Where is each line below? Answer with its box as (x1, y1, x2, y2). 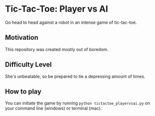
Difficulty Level (5, 61, 52, 69)
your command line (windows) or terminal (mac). (5, 105, 102, 111)
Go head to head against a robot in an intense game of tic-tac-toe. (5, 19, 137, 25)
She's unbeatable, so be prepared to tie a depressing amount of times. (5, 73, 146, 79)
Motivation (5, 33, 39, 42)
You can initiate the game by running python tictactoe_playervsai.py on (5, 100, 151, 106)
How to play (5, 87, 42, 96)
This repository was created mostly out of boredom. (5, 46, 109, 52)
